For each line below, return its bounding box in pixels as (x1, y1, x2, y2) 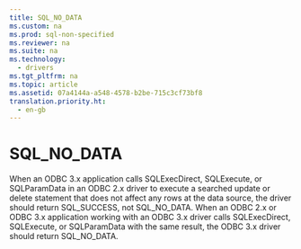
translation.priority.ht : (9, 96, 106, 106)
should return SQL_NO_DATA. (9, 231, 119, 242)
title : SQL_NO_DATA (9, 13, 83, 22)
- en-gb (17, 105, 47, 114)
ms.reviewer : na (9, 38, 70, 48)
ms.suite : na (9, 47, 58, 56)
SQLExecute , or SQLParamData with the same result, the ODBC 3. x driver (9, 221, 281, 232)
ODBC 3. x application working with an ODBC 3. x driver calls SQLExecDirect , (9, 212, 291, 223)
